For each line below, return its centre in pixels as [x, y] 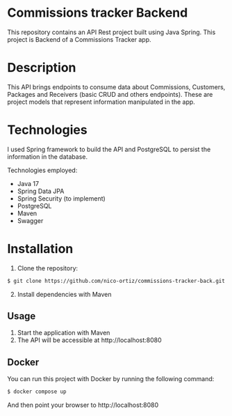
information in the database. [48, 156]
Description [42, 68]
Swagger [30, 220]
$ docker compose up [37, 392]
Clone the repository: [48, 268]
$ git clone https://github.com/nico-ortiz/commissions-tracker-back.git [116, 281]
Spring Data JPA [41, 191]
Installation [40, 249]
